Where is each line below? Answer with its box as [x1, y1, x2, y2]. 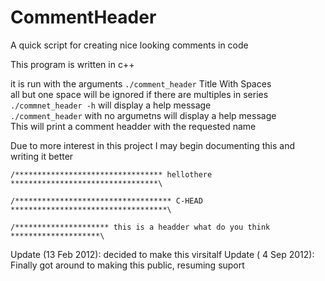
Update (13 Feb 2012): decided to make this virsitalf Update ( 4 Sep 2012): [10, 248, 315, 260]
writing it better [10, 150, 74, 162]
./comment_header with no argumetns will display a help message [10, 109, 277, 121]
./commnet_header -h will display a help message [10, 99, 212, 111]
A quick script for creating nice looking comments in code [10, 39, 249, 51]
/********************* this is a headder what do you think [10, 222, 271, 232]
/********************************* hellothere [10, 169, 213, 180]
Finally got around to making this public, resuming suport [10, 259, 245, 271]
